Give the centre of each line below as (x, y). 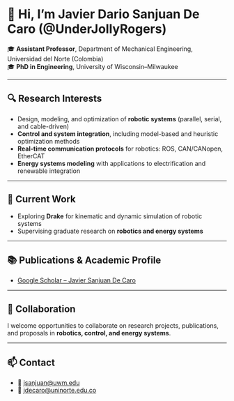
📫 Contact (31, 362)
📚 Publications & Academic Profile (84, 260)
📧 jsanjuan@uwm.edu (48, 383)
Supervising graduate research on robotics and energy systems (110, 231)
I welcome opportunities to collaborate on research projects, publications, (113, 326)
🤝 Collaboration (41, 309)
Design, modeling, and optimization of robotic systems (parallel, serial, (119, 119)
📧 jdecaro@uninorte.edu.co (57, 390)
